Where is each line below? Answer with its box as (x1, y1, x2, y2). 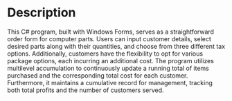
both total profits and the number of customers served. (7, 86, 164, 94)
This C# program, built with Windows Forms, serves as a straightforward (7, 27, 215, 36)
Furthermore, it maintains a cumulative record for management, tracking (7, 78, 213, 87)
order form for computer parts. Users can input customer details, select (7, 34, 211, 43)
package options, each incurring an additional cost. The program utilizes (7, 56, 215, 65)
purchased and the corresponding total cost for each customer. (7, 71, 188, 80)
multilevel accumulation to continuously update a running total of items (7, 64, 210, 72)
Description (7, 5, 76, 21)
